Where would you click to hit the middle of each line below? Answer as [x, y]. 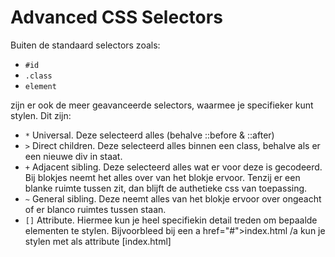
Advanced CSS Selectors [116, 17]
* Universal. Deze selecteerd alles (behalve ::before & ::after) [149, 135]
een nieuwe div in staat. [73, 156]
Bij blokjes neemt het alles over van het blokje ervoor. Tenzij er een [162, 177]
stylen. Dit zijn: [41, 115]
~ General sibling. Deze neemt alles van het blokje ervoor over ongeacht [173, 198]
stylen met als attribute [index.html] [98, 241]
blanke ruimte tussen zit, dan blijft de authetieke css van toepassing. [166, 188]
